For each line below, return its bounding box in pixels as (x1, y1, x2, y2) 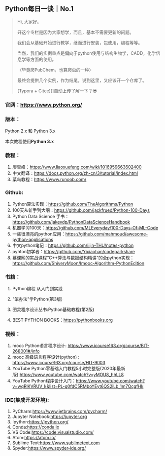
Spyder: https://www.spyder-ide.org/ (12, 445, 86, 451)
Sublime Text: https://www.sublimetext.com (12, 440, 100, 446)
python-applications (12, 236, 53, 242)
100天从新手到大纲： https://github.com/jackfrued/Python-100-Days (12, 207, 150, 213)
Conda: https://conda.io (12, 424, 60, 430)
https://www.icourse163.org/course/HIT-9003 (12, 360, 106, 366)
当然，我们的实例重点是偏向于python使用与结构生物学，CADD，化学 (17, 50, 156, 56)
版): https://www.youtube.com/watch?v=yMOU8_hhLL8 (12, 372, 124, 378)
